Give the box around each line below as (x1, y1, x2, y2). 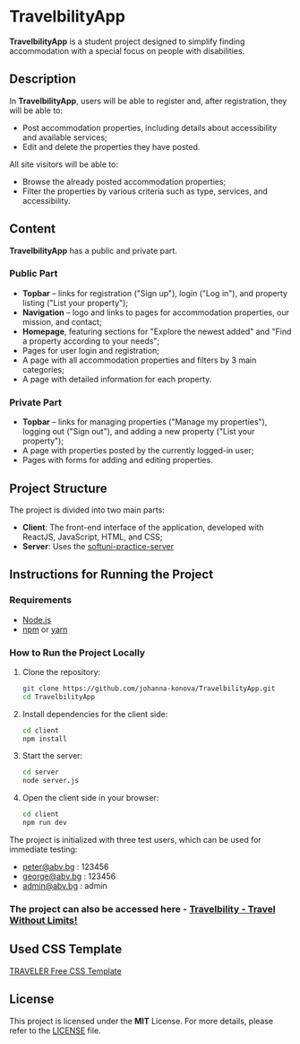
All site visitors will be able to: (9, 159, 119, 170)
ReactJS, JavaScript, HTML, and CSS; (21, 531, 163, 542)
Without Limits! (9, 914, 78, 926)
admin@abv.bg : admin (21, 880, 107, 890)
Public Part (9, 268, 58, 280)
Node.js (21, 614, 52, 625)
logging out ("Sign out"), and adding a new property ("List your (21, 426, 255, 437)
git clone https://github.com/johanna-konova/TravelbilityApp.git (21, 684, 276, 693)
